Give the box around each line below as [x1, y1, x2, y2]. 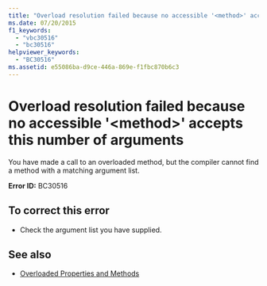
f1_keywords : [8, 26, 52, 34]
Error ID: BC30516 [8, 181, 68, 190]
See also [8, 247, 52, 261]
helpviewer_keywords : [8, 48, 80, 56]
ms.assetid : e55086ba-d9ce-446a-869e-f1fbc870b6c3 [8, 63, 180, 71]
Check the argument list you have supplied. [19, 225, 162, 235]
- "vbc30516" [15, 33, 59, 42]
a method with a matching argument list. [8, 166, 141, 175]
